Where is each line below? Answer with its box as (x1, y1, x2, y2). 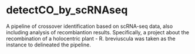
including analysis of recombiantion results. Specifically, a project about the (6, 28, 190, 35)
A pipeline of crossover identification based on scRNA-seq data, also (6, 23, 173, 30)
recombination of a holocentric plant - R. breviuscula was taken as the (6, 35, 176, 42)
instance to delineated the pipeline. (6, 41, 91, 48)
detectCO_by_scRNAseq (6, 3, 128, 17)
